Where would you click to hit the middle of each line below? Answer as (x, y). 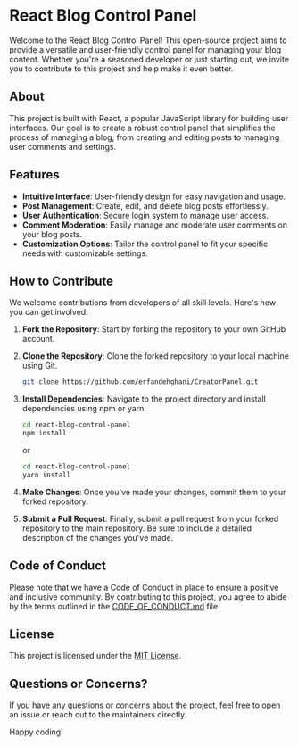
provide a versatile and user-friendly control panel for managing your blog (145, 49)
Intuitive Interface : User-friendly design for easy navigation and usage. (154, 196)
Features (34, 175)
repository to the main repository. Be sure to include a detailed (137, 528)
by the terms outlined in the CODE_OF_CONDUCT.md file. (115, 606)
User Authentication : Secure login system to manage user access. (145, 215)
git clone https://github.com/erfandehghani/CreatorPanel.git (140, 382)
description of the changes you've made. (98, 537)
